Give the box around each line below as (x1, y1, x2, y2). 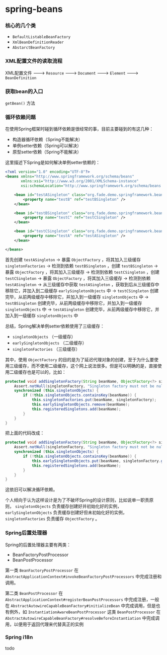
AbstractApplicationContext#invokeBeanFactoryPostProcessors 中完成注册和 (5, 573, 162, 579)
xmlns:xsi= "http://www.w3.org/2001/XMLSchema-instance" (20, 179, 139, 184)
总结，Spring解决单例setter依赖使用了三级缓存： (5, 323, 105, 329)
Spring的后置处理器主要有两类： (5, 542, 71, 548)
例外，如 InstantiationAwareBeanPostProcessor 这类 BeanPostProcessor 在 (9, 609, 161, 615)
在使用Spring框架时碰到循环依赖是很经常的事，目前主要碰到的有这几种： (5, 126, 154, 132)
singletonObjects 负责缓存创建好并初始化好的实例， (14, 503, 122, 509)
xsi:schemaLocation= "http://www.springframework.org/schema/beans (20, 183, 162, 188)
